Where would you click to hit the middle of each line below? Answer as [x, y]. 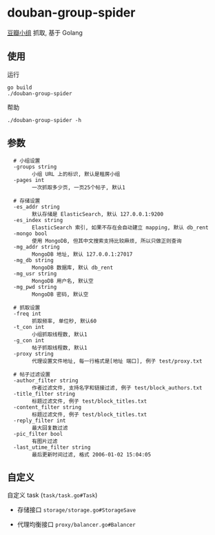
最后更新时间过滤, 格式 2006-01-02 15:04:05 [92, 454]
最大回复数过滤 [50, 428]
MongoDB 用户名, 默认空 [63, 281]
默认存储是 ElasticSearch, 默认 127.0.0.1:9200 [98, 214]
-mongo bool [31, 233]
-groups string [35, 167]
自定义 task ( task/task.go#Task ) [52, 495]
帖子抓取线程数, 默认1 [60, 347]
